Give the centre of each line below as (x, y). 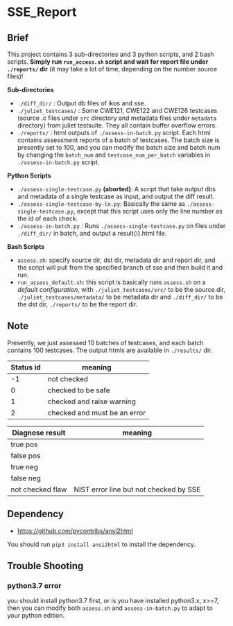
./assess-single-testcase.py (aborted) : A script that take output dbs (116, 189)
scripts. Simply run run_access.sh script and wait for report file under (108, 62)
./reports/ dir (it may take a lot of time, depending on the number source (112, 69)
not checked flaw (39, 489)
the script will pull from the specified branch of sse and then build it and (120, 267)
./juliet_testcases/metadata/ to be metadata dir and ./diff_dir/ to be (120, 297)
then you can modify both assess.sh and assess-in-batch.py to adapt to (110, 608)
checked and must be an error (97, 412)
